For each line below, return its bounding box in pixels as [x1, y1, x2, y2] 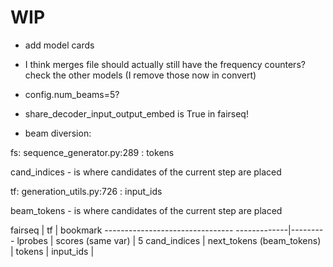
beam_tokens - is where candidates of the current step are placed [10, 204, 283, 216]
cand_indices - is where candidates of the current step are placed [10, 166, 282, 178]
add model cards [24, 39, 95, 51]
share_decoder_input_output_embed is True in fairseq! [24, 107, 249, 120]
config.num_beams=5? [24, 88, 120, 100]
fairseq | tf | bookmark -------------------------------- [10, 224, 234, 236]
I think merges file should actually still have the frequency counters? [24, 58, 306, 70]
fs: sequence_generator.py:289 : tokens [10, 146, 175, 158]
